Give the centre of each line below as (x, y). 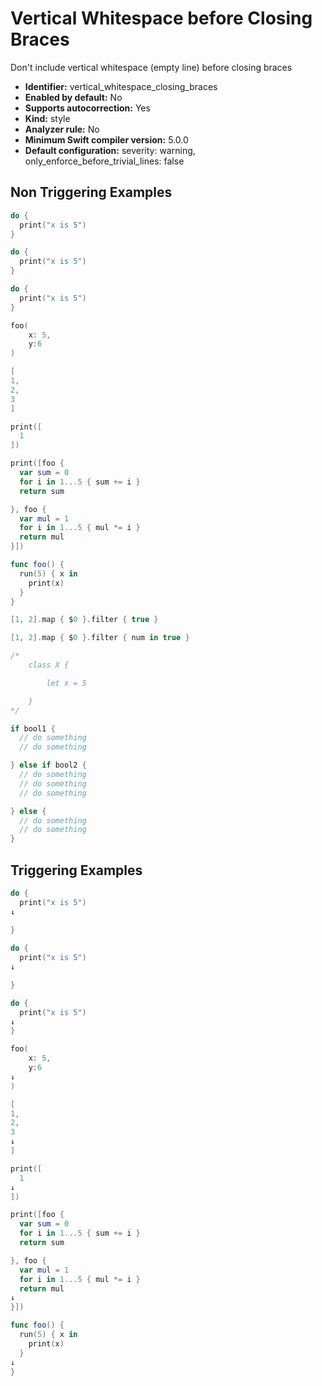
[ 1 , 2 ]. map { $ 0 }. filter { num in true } (100, 638)
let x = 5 (66, 683)
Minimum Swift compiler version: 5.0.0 (106, 139)
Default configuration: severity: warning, (110, 150)
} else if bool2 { (48, 765)
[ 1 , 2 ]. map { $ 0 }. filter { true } (84, 620)
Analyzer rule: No (62, 129)
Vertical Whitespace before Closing (161, 18)
